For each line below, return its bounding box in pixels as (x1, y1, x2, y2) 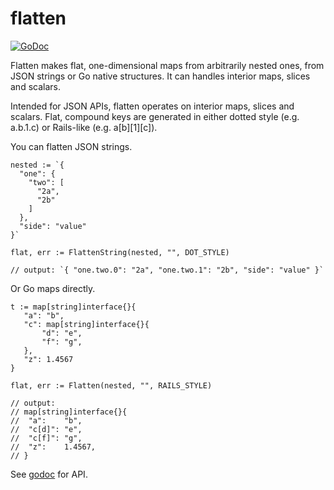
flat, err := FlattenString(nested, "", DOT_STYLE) (10, 247, 230, 257)
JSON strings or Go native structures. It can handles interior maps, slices (10, 70, 311, 82)
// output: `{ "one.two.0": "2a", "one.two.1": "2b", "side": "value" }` (10, 265, 325, 275)
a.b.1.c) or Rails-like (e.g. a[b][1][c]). (10, 121, 158, 133)
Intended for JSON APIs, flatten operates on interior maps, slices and (10, 100, 295, 112)
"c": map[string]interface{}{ (23, 319, 150, 329)
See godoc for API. (10, 468, 88, 480)
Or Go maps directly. (10, 282, 96, 294)
